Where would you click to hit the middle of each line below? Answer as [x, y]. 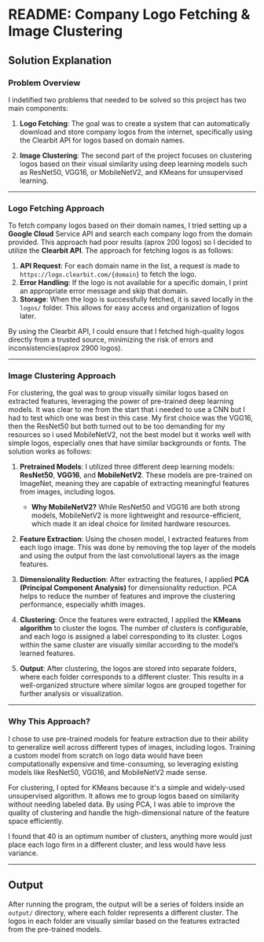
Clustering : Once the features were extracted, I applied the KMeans [130, 620]
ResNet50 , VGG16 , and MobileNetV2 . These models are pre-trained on [136, 475]
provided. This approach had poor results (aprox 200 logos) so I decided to [130, 243]
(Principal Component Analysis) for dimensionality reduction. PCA [128, 588]
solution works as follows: [50, 451]
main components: [38, 108]
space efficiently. [36, 821]
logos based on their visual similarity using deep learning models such [133, 164]
